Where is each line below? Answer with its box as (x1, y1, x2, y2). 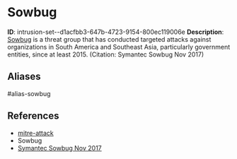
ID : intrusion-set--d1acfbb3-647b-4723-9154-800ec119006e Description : (7, 28, 224, 36)
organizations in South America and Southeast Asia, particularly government (7, 42, 231, 51)
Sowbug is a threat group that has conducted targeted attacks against (7, 35, 212, 43)
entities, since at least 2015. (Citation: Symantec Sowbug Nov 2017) (7, 50, 204, 59)
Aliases (7, 71, 41, 83)
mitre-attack (17, 129, 54, 137)
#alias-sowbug (7, 89, 51, 98)
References (7, 110, 59, 122)
